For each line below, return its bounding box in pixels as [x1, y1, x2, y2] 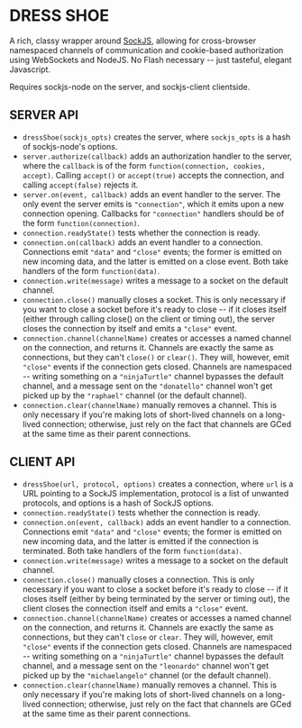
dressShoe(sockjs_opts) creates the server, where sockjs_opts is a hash [22, 132, 291, 142]
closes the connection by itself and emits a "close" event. [22, 323, 237, 333]
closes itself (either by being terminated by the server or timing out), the [22, 593, 290, 604]
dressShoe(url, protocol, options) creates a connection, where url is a [22, 478, 294, 489]
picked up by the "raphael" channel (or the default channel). [22, 389, 248, 401]
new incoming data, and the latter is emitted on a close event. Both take [22, 256, 288, 267]
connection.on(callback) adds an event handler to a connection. [22, 236, 263, 248]
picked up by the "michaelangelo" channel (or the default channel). [22, 669, 271, 680]
